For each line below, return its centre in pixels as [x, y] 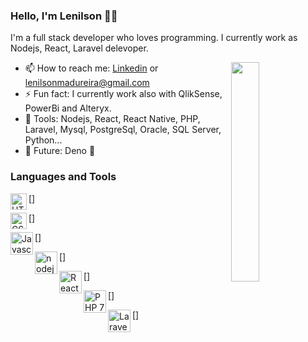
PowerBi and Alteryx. [68, 108]
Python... [43, 140]
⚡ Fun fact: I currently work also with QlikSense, [123, 94]
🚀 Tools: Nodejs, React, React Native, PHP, [112, 119]
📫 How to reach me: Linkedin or [91, 68]
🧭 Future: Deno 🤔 [60, 151]
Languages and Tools [63, 177]
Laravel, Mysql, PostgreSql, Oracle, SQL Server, [123, 130]
